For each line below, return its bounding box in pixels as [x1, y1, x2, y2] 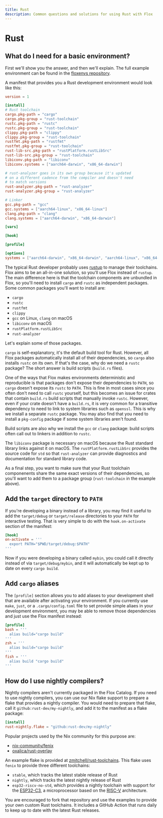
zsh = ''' [5, 641, 25, 646]
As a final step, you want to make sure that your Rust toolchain [5, 465, 130, 471]
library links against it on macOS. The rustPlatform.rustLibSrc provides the [5, 445, 157, 451]
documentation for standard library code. [5, 455, 87, 461]
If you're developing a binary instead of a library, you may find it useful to [5, 507, 151, 513]
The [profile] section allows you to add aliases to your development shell [5, 592, 154, 598]
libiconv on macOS [12, 320, 52, 326]
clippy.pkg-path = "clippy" [5, 130, 62, 135]
